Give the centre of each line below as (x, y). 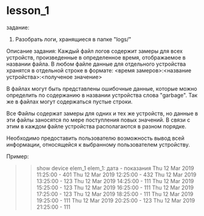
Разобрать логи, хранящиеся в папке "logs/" (73, 39)
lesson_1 (28, 11)
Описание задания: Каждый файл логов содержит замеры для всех (95, 51)
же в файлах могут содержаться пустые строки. (69, 102)
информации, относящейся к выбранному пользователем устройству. (98, 144)
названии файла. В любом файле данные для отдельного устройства (96, 64)
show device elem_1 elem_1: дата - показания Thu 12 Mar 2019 (115, 168)
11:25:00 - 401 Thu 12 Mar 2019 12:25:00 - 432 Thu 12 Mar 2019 (116, 175)
